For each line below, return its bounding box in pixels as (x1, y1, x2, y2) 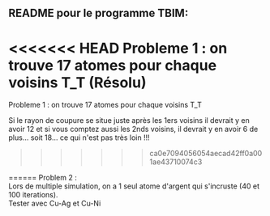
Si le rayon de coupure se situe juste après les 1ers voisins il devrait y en (8, 116, 250, 125)
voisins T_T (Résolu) (8, 73, 147, 91)
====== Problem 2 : (8, 173, 77, 183)
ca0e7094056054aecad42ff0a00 (149, 149, 263, 159)
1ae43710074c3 (149, 157, 203, 167)
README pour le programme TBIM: (8, 6, 189, 20)
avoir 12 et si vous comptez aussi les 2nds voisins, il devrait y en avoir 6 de (8, 125, 259, 134)
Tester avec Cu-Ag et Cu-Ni (8, 198, 101, 209)
